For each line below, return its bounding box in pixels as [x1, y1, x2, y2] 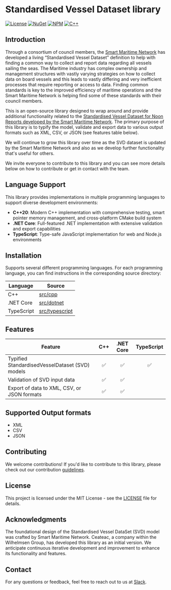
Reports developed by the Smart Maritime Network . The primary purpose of [5, 119, 164, 125]
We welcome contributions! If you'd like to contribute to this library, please [5, 461, 161, 467]
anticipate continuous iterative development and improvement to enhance [5, 545, 160, 551]
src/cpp [39, 291, 58, 298]
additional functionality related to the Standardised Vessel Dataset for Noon [5, 113, 164, 119]
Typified [8, 355, 27, 362]
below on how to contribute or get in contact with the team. [5, 165, 130, 172]
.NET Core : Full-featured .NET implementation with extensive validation [12, 220, 163, 226]
